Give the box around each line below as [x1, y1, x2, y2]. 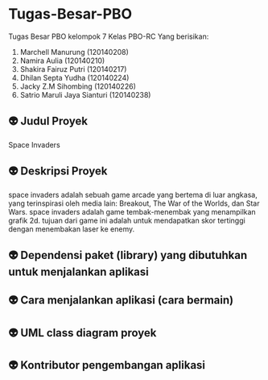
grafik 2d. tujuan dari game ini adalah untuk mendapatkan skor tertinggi [8, 215, 245, 225]
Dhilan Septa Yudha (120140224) [19, 73, 130, 82]
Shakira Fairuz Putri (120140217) [19, 64, 127, 73]
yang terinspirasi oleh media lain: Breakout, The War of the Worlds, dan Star [8, 198, 260, 208]
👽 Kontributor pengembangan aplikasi [8, 358, 206, 372]
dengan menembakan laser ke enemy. [8, 223, 135, 234]
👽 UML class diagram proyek [8, 326, 157, 340]
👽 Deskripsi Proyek [8, 165, 108, 178]
